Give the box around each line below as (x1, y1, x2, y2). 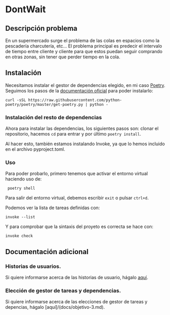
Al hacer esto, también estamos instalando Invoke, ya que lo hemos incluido (5, 141, 165, 147)
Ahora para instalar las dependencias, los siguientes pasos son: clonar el (5, 125, 159, 131)
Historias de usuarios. (5, 262, 61, 269)
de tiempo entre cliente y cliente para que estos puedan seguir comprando (5, 49, 163, 54)
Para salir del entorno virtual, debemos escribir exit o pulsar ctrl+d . (5, 195, 149, 201)
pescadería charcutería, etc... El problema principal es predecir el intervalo (5, 43, 162, 49)
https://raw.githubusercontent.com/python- (28, 97, 123, 103)
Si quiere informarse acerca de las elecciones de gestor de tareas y (5, 299, 148, 305)
